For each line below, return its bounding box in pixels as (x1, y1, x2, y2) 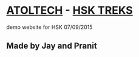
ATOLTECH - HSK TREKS (6, 4, 134, 17)
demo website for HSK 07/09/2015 (6, 23, 93, 31)
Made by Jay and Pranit (6, 41, 97, 51)
